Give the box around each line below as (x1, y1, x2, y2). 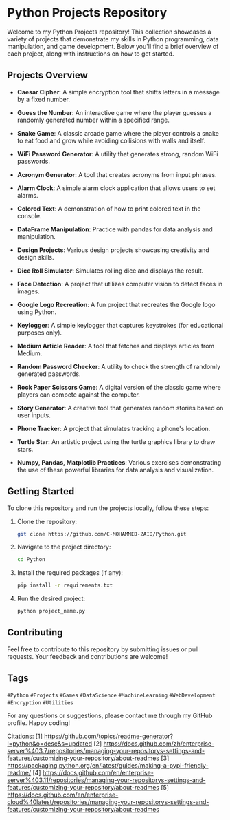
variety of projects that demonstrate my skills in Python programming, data (7, 34, 219, 43)
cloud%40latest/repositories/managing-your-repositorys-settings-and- (7, 797, 209, 806)
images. (16, 287, 40, 295)
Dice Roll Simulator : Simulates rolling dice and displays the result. (16, 266, 204, 275)
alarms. (16, 191, 39, 199)
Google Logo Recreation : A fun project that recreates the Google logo (16, 300, 216, 308)
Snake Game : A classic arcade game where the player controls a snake (16, 129, 220, 137)
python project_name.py (16, 608, 86, 615)
